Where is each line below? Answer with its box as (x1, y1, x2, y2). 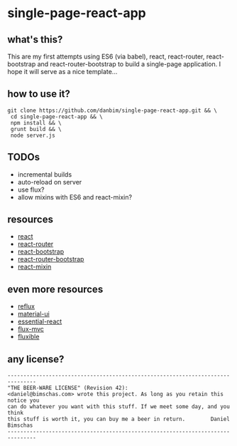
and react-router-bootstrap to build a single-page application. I (37, 60, 221, 68)
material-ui (17, 310, 50, 318)
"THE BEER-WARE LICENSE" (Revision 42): (7, 385, 129, 392)
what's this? (7, 33, 63, 46)
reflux (17, 302, 35, 311)
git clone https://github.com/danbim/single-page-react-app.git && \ (7, 107, 218, 114)
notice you (7, 397, 40, 404)
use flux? (17, 185, 45, 194)
